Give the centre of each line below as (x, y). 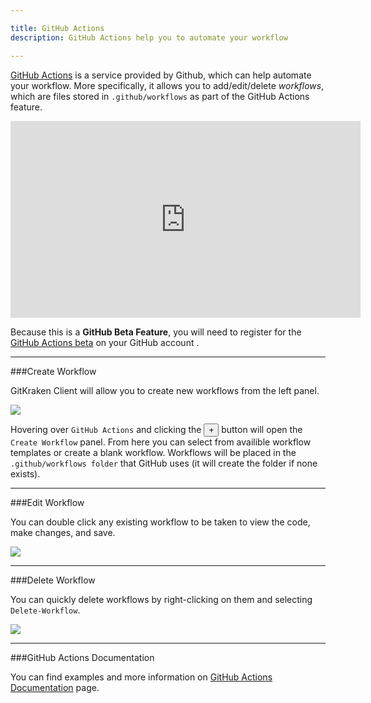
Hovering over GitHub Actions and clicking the (106, 429)
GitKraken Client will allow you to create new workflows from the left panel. (165, 390)
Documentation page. (55, 687)
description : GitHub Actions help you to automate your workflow (149, 37)
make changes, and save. (63, 532)
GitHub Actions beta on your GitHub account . (105, 342)
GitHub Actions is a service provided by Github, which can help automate (161, 75)
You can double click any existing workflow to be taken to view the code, (160, 522)
